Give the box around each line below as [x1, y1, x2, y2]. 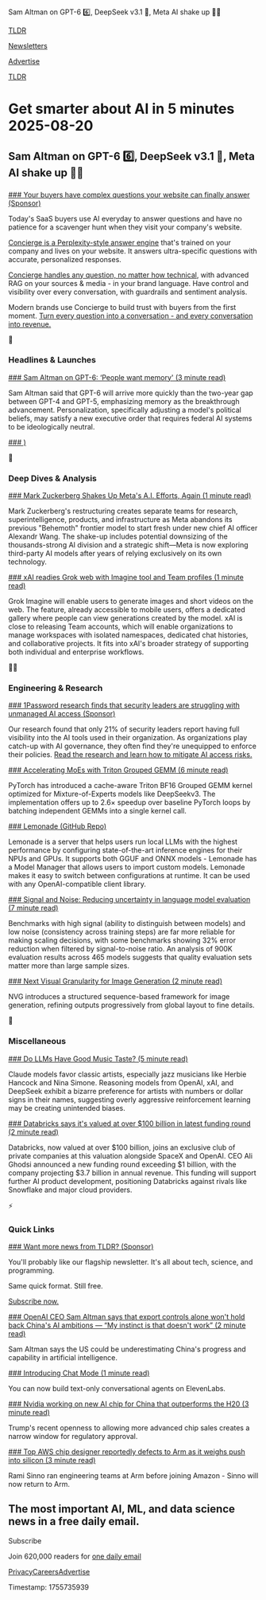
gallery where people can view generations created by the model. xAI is [8, 614, 243, 623]
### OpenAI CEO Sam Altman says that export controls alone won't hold [8, 1312, 245, 1321]
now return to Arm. [8, 1479, 70, 1488]
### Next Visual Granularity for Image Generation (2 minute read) [8, 976, 223, 986]
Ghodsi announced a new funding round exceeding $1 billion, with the [8, 1159, 237, 1169]
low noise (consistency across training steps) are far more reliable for [8, 927, 236, 937]
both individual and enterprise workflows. [8, 647, 145, 657]
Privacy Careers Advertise [8, 1567, 91, 1576]
